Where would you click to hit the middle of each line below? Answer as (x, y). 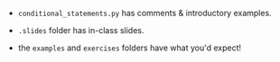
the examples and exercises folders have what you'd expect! (130, 48)
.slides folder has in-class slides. (81, 30)
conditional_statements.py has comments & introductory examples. (145, 13)
